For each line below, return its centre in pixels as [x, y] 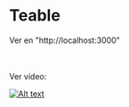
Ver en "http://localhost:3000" [64, 40]
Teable [35, 16]
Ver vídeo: [28, 76]
